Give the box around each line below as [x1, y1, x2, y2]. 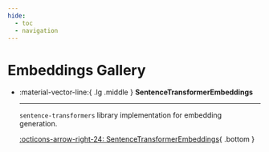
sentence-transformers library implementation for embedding [18, 110, 222, 120]
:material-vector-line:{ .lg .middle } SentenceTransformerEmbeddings [18, 87, 254, 97]
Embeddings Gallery [7, 61, 146, 79]
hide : [7, 11, 26, 20]
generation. [18, 119, 58, 129]
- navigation [14, 26, 59, 34]
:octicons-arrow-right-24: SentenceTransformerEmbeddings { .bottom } [18, 134, 255, 144]
